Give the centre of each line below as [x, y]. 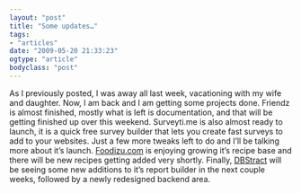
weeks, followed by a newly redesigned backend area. [110, 179]
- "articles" [34, 43]
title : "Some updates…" [54, 26]
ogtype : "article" [44, 59]
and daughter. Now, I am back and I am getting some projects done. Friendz [150, 102]
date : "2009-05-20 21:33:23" [64, 51]
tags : [19, 34]
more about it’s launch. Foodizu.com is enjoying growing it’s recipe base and [150, 150]
